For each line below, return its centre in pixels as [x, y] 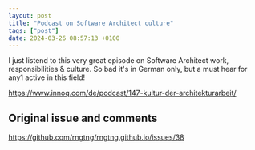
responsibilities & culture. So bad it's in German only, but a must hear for [128, 69]
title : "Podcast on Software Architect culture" [91, 23]
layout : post [30, 16]
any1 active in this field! [47, 77]
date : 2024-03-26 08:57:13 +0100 [64, 38]
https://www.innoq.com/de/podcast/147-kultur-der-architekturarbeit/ [122, 93]
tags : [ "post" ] [34, 30]
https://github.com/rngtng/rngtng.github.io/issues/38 [96, 137]
